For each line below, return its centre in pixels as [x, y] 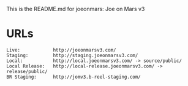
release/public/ [27, 71]
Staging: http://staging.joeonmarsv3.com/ [72, 55]
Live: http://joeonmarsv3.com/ [61, 50]
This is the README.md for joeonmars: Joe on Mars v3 [76, 9]
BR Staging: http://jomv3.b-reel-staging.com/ [73, 77]
